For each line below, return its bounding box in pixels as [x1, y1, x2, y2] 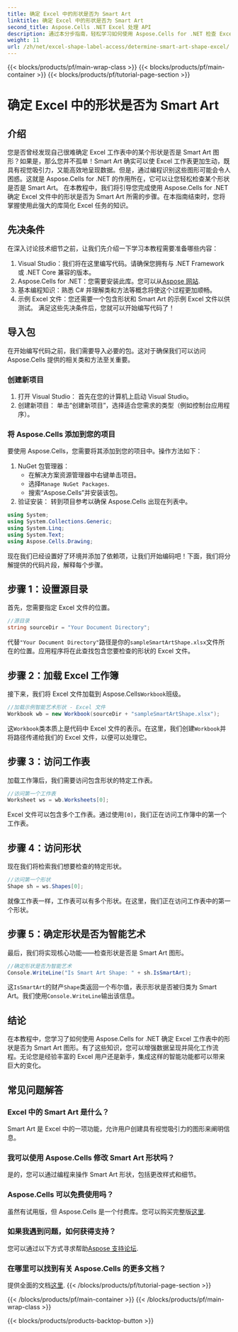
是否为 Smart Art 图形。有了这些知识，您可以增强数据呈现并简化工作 [13, 1043, 212, 1052]
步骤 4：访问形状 [7, 842, 81, 854]
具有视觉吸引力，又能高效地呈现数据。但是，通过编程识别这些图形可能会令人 [7, 166, 231, 174]
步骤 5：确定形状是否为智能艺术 [7, 928, 147, 940]
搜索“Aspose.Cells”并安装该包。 [28, 489, 122, 497]
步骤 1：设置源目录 [7, 583, 89, 595]
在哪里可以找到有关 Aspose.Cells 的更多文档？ [7, 1263, 166, 1273]
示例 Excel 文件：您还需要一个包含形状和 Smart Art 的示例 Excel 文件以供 [17, 294, 230, 303]
